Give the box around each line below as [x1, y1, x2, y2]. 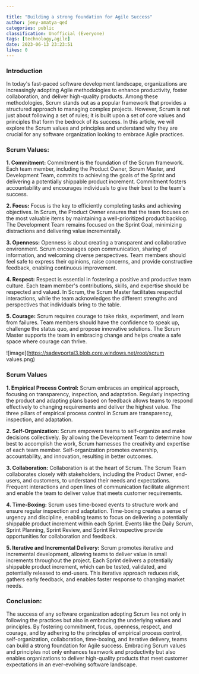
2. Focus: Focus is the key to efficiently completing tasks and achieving [6, 202, 182, 209]
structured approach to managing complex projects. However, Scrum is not [6, 105, 190, 113]
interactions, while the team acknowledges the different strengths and [6, 295, 178, 302]
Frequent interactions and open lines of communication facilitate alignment [6, 483, 189, 490]
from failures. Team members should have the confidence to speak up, [6, 319, 180, 326]
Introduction [6, 67, 43, 75]
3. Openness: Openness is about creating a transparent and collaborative [6, 239, 187, 246]
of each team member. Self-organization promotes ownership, [6, 446, 159, 453]
